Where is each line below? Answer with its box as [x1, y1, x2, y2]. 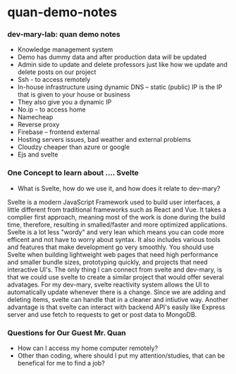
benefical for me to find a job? [17, 359, 106, 368]
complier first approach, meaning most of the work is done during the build [7, 212, 225, 221]
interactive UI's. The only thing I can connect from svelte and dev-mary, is [7, 265, 223, 274]
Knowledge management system [17, 45, 113, 54]
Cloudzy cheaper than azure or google [17, 143, 130, 152]
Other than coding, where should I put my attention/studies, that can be [17, 351, 225, 360]
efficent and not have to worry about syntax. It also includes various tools [7, 235, 221, 243]
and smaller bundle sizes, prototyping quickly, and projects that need [7, 258, 208, 266]
